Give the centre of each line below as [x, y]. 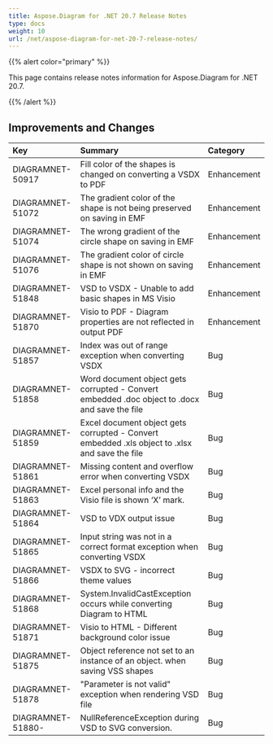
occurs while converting [126, 604]
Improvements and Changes [82, 127]
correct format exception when [139, 547]
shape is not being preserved [136, 208]
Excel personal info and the [132, 490]
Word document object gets [133, 379]
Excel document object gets [133, 422]
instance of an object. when [133, 661]
